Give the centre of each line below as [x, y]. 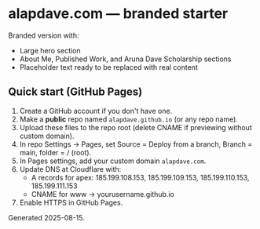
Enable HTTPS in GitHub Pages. [71, 202]
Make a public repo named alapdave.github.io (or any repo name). [128, 119]
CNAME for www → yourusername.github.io [103, 194]
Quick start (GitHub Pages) [75, 92]
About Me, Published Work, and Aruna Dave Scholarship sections [125, 59]
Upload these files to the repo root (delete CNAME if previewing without [136, 127]
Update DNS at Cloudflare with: [70, 169]
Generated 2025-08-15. [46, 217]
